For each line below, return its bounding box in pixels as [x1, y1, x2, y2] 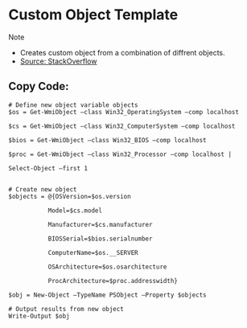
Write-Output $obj [8, 312, 70, 320]
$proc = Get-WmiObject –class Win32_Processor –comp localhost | [8, 150, 232, 158]
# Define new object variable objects [8, 100, 138, 109]
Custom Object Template [8, 6, 179, 24]
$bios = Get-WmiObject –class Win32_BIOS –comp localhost [8, 136, 207, 144]
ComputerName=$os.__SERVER [47, 248, 138, 256]
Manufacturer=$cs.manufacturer [47, 220, 153, 228]
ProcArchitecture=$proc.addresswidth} [47, 277, 179, 285]
